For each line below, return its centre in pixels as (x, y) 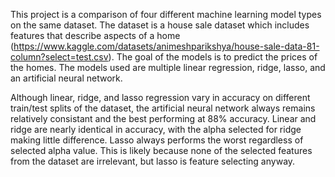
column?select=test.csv (59, 57)
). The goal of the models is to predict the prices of (213, 57)
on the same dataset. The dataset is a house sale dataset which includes (160, 25)
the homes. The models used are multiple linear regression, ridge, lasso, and (168, 67)
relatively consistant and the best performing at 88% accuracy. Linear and (163, 118)
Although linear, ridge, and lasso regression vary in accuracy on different (160, 97)
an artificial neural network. (66, 78)
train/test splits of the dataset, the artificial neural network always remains (163, 108)
